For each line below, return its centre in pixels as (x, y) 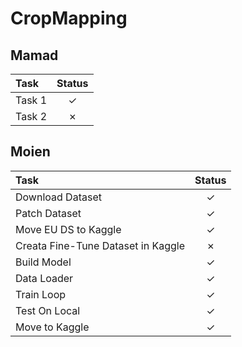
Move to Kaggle (52, 327)
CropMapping (69, 18)
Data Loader (44, 278)
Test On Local (48, 310)
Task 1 (31, 100)
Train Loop (41, 294)
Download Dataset (58, 197)
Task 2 (31, 116)
